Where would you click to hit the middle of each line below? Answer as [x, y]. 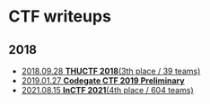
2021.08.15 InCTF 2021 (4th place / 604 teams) [107, 90]
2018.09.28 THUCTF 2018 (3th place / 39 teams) [111, 71]
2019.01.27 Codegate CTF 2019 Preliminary [103, 81]
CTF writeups [60, 17]
